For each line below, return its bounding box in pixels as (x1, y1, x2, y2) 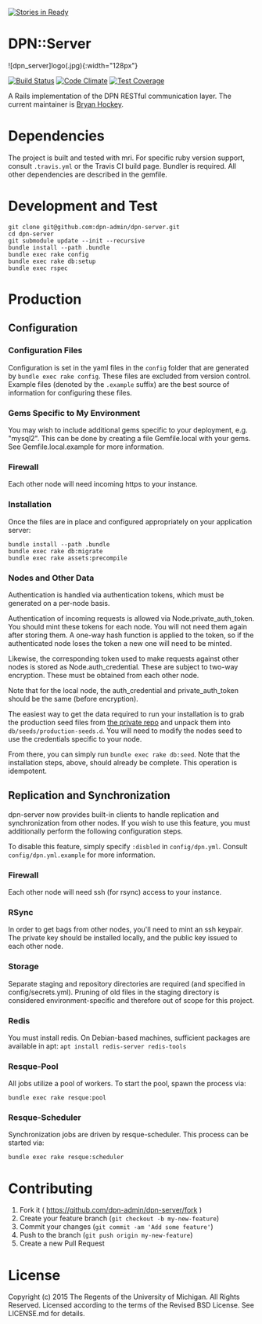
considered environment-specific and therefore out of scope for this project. (8, 995, 254, 1005)
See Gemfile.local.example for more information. (8, 442, 164, 451)
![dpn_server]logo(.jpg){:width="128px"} (8, 60, 138, 70)
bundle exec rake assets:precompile (8, 554, 127, 562)
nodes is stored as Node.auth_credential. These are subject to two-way (8, 662, 239, 671)
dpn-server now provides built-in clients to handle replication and (8, 809, 219, 819)
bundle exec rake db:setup (8, 257, 96, 265)
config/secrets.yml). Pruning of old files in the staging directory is (8, 987, 220, 997)
